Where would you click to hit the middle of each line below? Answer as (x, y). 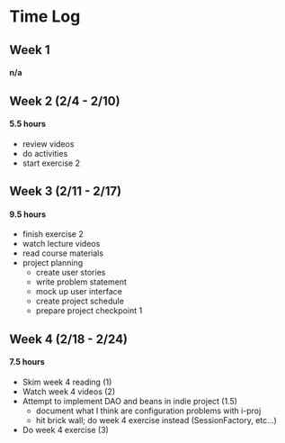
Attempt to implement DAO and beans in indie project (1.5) (130, 401)
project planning (53, 263)
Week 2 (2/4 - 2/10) (65, 101)
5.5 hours (28, 124)
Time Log (45, 17)
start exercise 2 (51, 163)
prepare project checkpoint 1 (89, 311)
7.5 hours (27, 362)
